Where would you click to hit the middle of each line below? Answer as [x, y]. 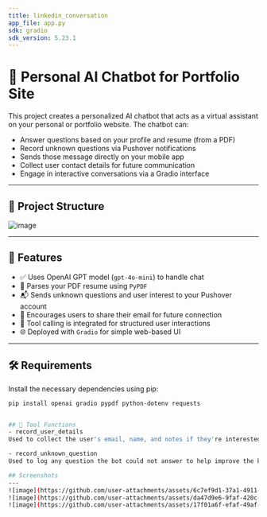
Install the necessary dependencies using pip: [83, 389]
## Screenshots [33, 475]
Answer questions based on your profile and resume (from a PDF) [128, 140]
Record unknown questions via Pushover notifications [108, 149]
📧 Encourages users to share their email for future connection [121, 314]
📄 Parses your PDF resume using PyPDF [83, 286]
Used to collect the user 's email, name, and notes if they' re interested [135, 439]
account [33, 306]
